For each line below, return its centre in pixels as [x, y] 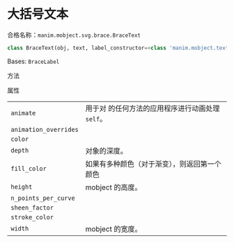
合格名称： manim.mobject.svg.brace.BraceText [74, 35]
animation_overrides [45, 129]
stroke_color [32, 217]
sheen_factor [32, 208]
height [22, 187]
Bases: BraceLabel [33, 61]
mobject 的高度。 [114, 187]
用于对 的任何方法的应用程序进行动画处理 [153, 108]
